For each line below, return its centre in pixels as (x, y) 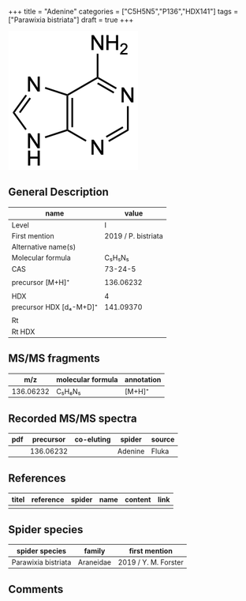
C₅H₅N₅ (117, 258)
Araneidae (95, 562)
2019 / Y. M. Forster (151, 562)
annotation (143, 380)
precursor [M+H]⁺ (41, 283)
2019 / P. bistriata (134, 235)
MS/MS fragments (54, 359)
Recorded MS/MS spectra (73, 418)
